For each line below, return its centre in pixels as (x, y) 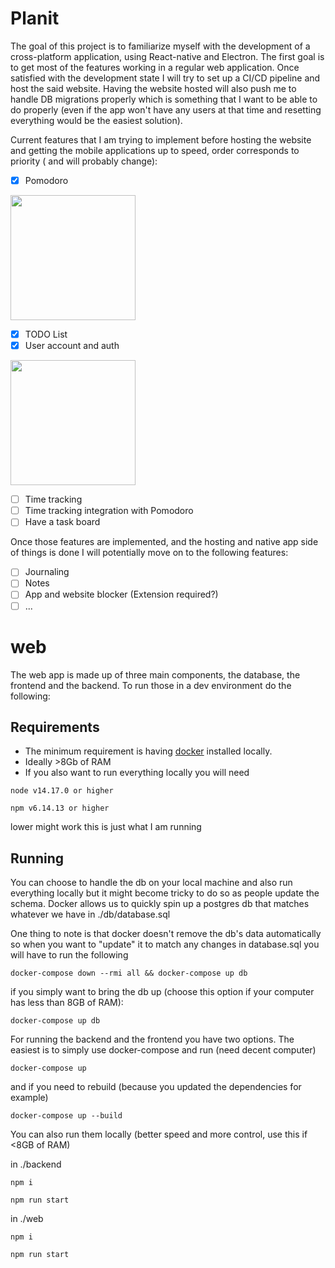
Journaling (47, 572)
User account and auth (72, 346)
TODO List (46, 334)
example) (29, 1098)
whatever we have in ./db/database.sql (90, 914)
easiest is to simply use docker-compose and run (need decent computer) (163, 1050)
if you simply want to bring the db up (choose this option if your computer (162, 992)
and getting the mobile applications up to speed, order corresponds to (155, 150)
